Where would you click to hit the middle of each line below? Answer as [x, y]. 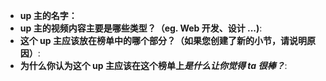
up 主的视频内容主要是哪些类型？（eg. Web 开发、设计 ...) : [141, 28]
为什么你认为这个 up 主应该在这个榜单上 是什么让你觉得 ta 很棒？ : [153, 65]
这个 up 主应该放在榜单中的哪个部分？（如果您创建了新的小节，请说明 [163, 40]
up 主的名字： [48, 15]
